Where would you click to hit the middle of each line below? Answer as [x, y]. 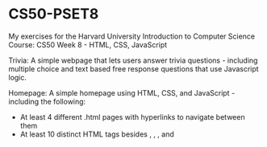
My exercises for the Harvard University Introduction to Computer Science [132, 36]
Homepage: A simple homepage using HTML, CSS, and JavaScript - [122, 92]
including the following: [47, 101]
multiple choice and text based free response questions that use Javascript [134, 68]
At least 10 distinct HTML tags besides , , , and [97, 134]
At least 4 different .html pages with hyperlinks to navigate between [132, 116]
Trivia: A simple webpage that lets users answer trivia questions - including [133, 60]
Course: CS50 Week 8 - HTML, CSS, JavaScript [88, 44]
